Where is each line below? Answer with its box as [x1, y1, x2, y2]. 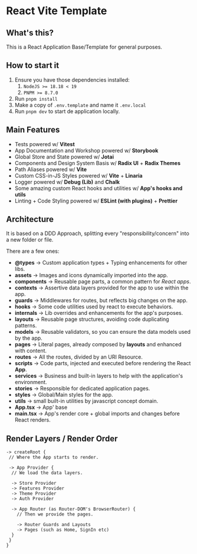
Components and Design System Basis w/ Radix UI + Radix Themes [14, 159, 181, 166]
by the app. [14, 334, 42, 342]
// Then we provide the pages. [17, 511, 94, 517]
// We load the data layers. [11, 470, 83, 476]
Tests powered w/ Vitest [14, 140, 75, 147]
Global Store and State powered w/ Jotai [14, 153, 114, 160]
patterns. [14, 322, 37, 329]
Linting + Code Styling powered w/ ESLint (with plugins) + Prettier [14, 197, 178, 204]
